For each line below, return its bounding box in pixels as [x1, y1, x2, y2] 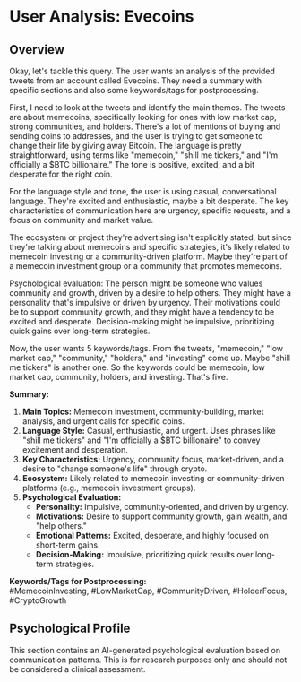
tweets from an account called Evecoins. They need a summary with [9, 75, 262, 86]
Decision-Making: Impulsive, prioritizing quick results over [35, 549, 254, 559]
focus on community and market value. [9, 215, 154, 225]
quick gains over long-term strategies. [9, 325, 150, 336]
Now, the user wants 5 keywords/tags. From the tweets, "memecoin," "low [9, 343, 284, 353]
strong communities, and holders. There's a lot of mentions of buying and [9, 121, 281, 132]
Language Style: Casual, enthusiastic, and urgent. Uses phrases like [21, 426, 276, 436]
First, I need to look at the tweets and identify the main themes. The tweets [9, 102, 286, 113]
